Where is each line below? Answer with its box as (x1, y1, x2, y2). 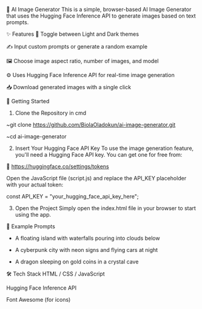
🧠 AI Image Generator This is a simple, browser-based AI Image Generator (6, 6, 192, 13)
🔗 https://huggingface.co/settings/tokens (6, 163, 109, 170)
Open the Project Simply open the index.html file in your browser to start (15, 205, 196, 212)
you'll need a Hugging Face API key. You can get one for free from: (15, 151, 183, 158)
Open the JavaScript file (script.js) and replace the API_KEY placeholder (6, 175, 187, 182)
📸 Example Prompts (6, 223, 56, 230)
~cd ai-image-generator (6, 133, 67, 140)
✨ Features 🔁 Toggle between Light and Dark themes (6, 30, 140, 38)
